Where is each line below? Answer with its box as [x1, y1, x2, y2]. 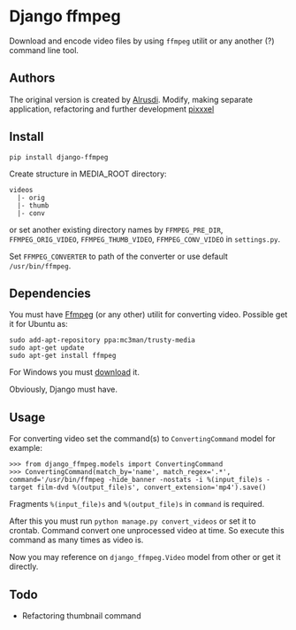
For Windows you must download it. [9, 367, 140, 377]
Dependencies [9, 285, 91, 300]
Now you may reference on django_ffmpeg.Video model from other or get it [9, 552, 281, 563]
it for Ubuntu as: [9, 319, 68, 330]
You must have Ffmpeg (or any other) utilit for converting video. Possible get [9, 309, 288, 320]
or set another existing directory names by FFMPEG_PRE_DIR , [9, 224, 224, 235]
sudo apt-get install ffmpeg [9, 352, 117, 361]
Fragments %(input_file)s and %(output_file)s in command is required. [9, 499, 265, 509]
